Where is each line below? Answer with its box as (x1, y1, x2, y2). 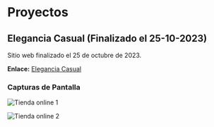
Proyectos (7, 4, 69, 20)
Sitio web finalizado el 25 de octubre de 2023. (7, 51, 142, 59)
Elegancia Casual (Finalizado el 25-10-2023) (7, 32, 207, 44)
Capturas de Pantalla (7, 82, 81, 92)
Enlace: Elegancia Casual (7, 65, 82, 73)
